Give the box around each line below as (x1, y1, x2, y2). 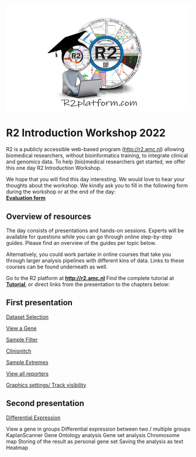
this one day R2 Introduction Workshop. (6, 165, 102, 172)
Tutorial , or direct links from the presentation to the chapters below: (6, 281, 170, 288)
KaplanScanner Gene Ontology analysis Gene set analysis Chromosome (6, 431, 180, 438)
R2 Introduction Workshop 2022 (6, 127, 166, 139)
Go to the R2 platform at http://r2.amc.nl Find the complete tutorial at (6, 274, 174, 281)
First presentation (6, 298, 73, 308)
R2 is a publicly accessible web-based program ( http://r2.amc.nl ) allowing (6, 146, 185, 153)
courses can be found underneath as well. (6, 263, 108, 270)
